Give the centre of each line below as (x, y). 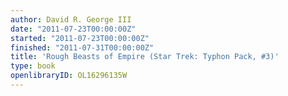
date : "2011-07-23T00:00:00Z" (73, 29)
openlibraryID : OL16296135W (69, 76)
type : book (33, 66)
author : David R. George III (71, 19)
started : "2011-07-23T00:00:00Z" (80, 38)
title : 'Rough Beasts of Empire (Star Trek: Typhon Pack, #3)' (145, 57)
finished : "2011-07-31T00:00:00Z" (82, 47)
